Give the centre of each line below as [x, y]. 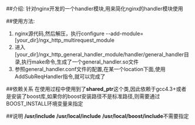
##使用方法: [21, 21]
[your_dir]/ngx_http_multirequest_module [64, 40]
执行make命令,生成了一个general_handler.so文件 [80, 62]
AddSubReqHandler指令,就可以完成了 [60, 76]
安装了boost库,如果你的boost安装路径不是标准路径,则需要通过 [85, 96]
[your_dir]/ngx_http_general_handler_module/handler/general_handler [99, 54]
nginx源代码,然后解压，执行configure [59, 33]
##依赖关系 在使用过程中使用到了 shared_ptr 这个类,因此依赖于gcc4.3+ [91, 89]
